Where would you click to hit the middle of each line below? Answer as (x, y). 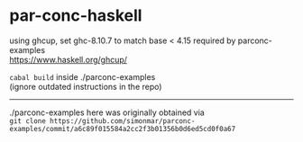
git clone (28, 121)
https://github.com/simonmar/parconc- (122, 121)
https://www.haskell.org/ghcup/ (69, 59)
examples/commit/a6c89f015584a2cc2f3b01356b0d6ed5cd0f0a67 (123, 129)
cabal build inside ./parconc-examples (83, 76)
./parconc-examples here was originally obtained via (107, 112)
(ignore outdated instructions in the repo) (86, 86)
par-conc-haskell (76, 16)
